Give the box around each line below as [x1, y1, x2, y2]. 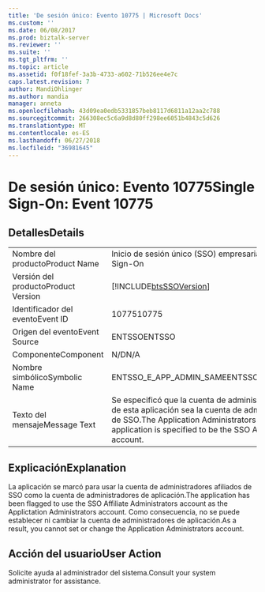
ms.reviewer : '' [8, 41, 62, 49]
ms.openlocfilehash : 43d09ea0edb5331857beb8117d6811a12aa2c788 [8, 107, 221, 115]
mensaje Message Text [12, 420, 96, 431]
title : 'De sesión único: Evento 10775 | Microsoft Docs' [8, 11, 203, 20]
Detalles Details [8, 226, 85, 239]
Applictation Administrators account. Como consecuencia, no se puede [8, 507, 241, 517]
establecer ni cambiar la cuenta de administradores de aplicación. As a [8, 515, 237, 526]
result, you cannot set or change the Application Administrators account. [8, 524, 244, 534]
